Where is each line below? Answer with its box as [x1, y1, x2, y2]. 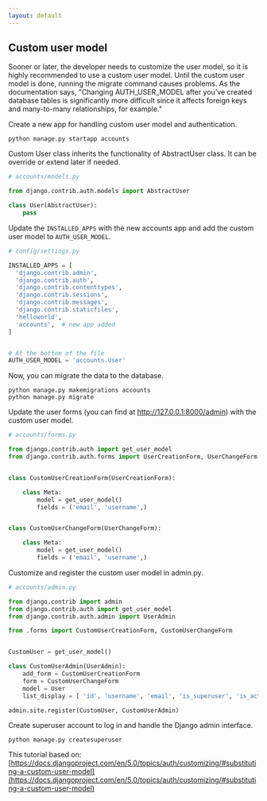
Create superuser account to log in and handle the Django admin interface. [8, 721, 253, 730]
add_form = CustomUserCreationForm [22, 670, 141, 678]
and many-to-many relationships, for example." [8, 104, 163, 114]
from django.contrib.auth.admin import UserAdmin [8, 613, 176, 621]
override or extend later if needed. [8, 157, 121, 167]
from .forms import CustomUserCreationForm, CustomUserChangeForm [8, 627, 233, 635]
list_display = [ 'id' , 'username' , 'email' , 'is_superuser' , [22, 692, 233, 700]
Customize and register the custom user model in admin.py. [8, 567, 204, 577]
